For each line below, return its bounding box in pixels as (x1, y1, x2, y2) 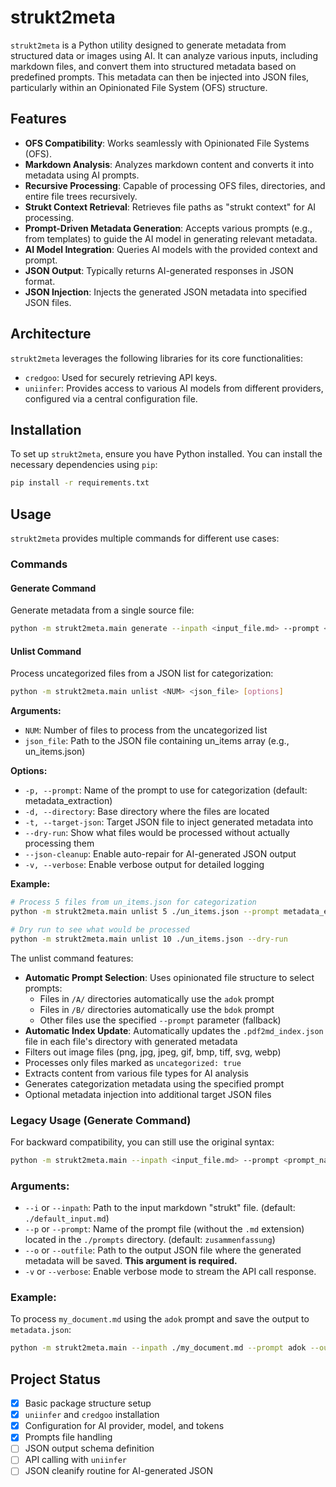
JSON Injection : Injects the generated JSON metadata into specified (24, 286, 308, 298)
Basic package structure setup (24, 1397, 152, 1410)
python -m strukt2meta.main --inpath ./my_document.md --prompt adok (10, 1343, 307, 1353)
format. (24, 275, 56, 287)
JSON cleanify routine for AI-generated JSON (24, 1465, 214, 1477)
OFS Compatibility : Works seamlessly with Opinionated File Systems (24, 137, 310, 149)
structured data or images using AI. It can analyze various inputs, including (10, 49, 318, 61)
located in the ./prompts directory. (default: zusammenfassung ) (24, 1234, 276, 1246)
